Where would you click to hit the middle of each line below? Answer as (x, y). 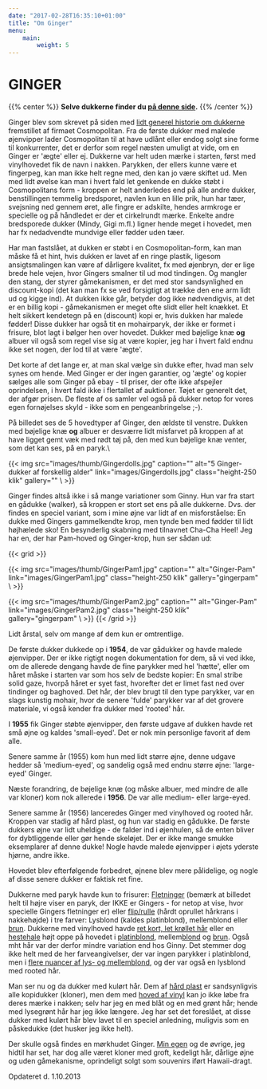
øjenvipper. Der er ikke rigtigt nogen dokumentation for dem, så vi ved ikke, (132, 658)
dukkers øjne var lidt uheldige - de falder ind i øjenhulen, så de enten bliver (132, 830)
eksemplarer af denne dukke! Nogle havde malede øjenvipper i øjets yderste (133, 847)
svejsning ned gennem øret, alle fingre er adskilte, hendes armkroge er (125, 207)
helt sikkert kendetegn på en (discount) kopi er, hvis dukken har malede (126, 316)
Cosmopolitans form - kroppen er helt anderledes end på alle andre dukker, (132, 190)
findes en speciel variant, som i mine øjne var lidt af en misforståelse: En (127, 513)
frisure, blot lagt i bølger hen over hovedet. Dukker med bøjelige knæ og (127, 332)
